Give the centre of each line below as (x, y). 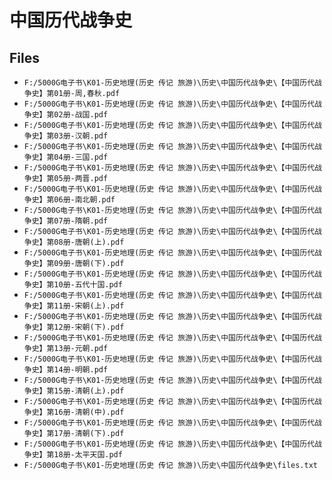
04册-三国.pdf (81, 157)
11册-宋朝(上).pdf (89, 306)
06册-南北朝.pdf (84, 200)
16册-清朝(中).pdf (89, 412)
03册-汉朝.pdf (81, 136)
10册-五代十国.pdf (88, 285)
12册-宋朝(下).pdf (89, 327)
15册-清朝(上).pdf (89, 391)
